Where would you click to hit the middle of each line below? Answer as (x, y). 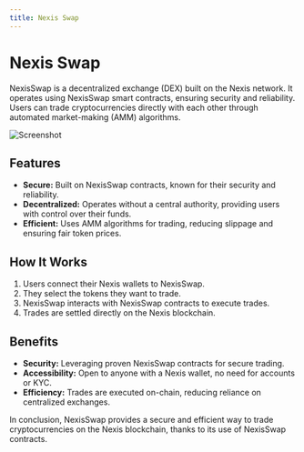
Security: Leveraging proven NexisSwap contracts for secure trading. (153, 363)
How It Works (49, 261)
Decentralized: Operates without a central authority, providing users (151, 205)
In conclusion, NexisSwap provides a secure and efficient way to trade (142, 420)
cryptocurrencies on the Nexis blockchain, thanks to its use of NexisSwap (148, 429)
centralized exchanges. (66, 402)
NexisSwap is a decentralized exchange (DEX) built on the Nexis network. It (151, 88)
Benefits (34, 342)
